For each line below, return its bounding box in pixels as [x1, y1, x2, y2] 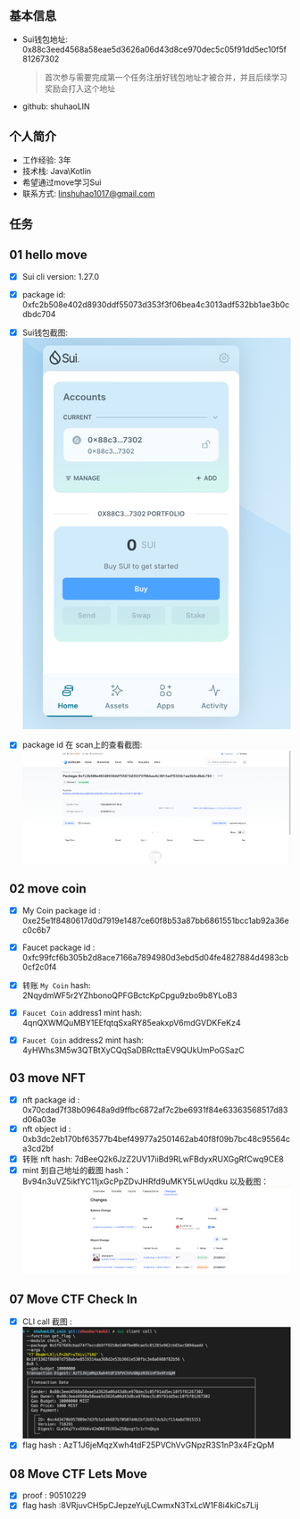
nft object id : [21, 1123, 71, 1134]
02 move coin [9, 881, 87, 896]
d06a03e [21, 1113, 56, 1124]
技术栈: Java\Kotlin [21, 165, 92, 176]
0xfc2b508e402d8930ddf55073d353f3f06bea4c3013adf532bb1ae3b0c [21, 298, 290, 310]
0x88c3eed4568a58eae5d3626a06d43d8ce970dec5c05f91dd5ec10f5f [21, 44, 287, 55]
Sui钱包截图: [21, 327, 69, 338]
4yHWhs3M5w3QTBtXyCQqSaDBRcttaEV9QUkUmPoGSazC [21, 1045, 246, 1055]
